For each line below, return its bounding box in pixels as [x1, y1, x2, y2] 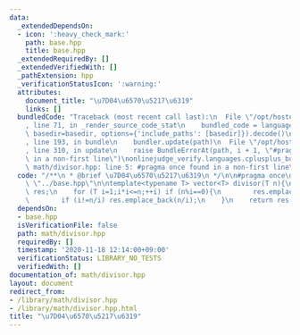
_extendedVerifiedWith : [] [17, 63, 118, 72]
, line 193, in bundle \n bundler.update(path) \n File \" [25, 138, 257, 147]
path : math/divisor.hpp [17, 229, 105, 238]
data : [9, 13, 29, 22]
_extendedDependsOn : [17, 21, 94, 30]
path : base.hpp [25, 38, 82, 47]
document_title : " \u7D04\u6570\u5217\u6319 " [25, 96, 194, 105]
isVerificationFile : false [17, 221, 118, 230]
